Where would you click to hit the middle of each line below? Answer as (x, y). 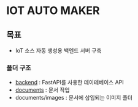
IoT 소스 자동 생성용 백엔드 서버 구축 (58, 50)
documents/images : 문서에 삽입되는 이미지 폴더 (74, 98)
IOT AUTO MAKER (53, 11)
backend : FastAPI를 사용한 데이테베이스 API (69, 83)
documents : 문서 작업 (42, 90)
